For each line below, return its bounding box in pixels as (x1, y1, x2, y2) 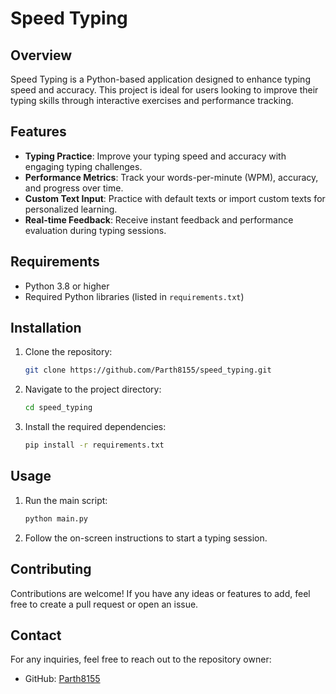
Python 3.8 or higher (24, 280, 110, 292)
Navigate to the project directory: (24, 383, 162, 396)
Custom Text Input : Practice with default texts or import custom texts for (24, 192, 326, 204)
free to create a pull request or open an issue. (10, 598, 199, 610)
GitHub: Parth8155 (24, 673, 101, 685)
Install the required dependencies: (24, 421, 167, 433)
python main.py (24, 513, 89, 524)
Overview (10, 47, 73, 64)
